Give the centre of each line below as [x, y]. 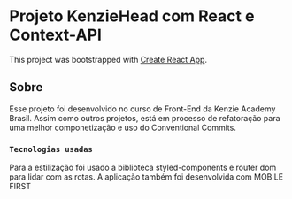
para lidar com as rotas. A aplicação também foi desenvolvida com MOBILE [146, 177]
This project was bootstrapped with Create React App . [108, 59]
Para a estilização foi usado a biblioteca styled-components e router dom [143, 168]
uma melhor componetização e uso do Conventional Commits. [123, 127]
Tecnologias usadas [51, 149]
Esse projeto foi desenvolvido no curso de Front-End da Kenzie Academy [142, 109]
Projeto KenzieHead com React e [132, 16]
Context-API [55, 35]
